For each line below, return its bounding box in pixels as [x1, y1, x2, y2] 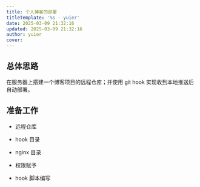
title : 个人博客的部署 [6, 8, 58, 15]
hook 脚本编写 [15, 174, 51, 182]
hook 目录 [15, 135, 41, 143]
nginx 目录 [15, 148, 41, 155]
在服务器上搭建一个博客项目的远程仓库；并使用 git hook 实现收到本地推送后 [6, 78, 195, 86]
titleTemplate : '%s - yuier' [6, 15, 80, 21]
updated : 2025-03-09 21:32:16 [6, 25, 83, 32]
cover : [6, 37, 23, 43]
